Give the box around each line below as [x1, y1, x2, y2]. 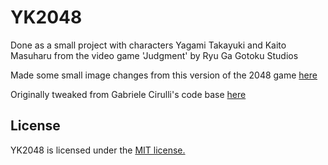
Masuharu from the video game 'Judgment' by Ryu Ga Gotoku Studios [10, 49, 299, 61]
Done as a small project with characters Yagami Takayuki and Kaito [10, 39, 287, 51]
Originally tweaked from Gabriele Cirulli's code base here [10, 88, 247, 100]
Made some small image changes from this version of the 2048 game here [10, 69, 318, 81]
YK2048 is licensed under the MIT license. [10, 144, 186, 156]
